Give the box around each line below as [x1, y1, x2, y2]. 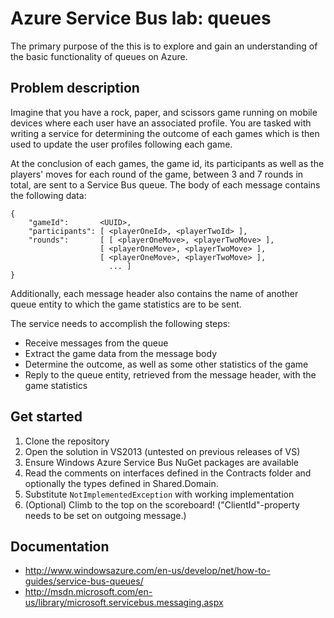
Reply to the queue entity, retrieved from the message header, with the [24, 368, 317, 381]
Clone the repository [24, 435, 110, 447]
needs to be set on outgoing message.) [24, 509, 187, 521]
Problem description [10, 80, 140, 97]
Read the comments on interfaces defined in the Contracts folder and [24, 467, 312, 479]
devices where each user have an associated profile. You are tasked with [10, 117, 312, 129]
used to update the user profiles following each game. [10, 138, 233, 150]
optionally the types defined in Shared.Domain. [24, 477, 219, 489]
